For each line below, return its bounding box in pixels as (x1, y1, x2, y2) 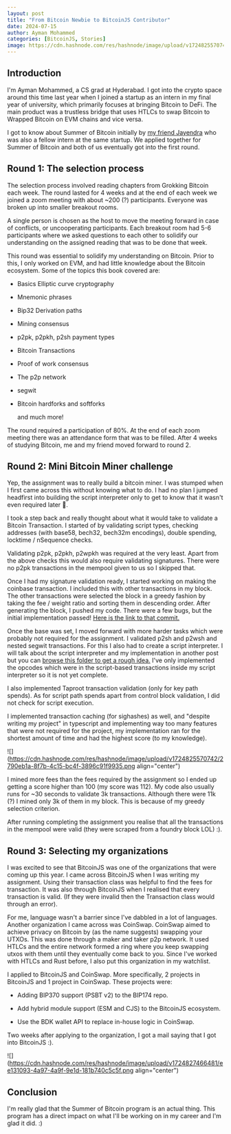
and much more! (16, 413, 64, 421)
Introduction (7, 67, 62, 79)
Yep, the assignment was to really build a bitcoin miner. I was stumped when (7, 479, 223, 487)
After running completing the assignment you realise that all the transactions (7, 818, 223, 826)
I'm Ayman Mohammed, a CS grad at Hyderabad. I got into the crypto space (7, 85, 222, 94)
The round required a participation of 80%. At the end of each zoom (7, 426, 201, 434)
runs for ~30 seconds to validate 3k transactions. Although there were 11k (7, 790, 217, 798)
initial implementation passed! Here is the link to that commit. (7, 613, 180, 622)
